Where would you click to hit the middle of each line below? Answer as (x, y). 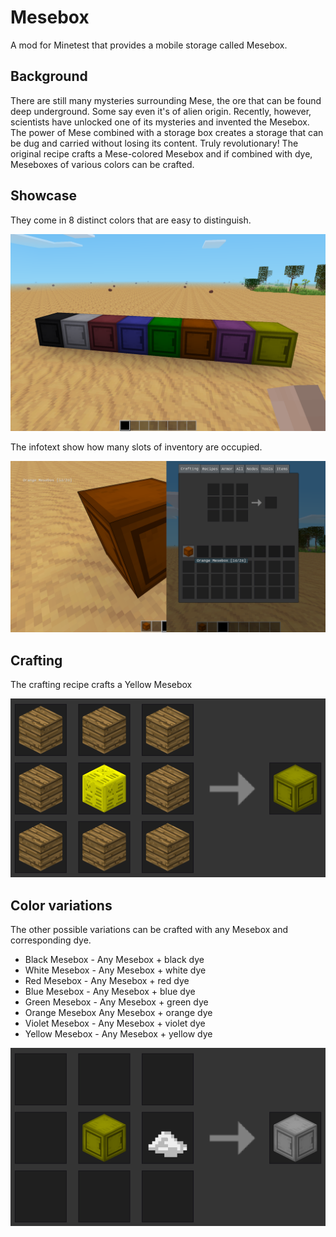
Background (49, 76)
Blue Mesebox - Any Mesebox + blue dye (110, 991)
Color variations (61, 905)
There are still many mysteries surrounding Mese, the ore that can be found (166, 100)
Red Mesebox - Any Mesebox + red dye (107, 980)
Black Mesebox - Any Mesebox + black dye (114, 959)
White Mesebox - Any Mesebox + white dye (115, 970)
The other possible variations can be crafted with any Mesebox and (149, 929)
